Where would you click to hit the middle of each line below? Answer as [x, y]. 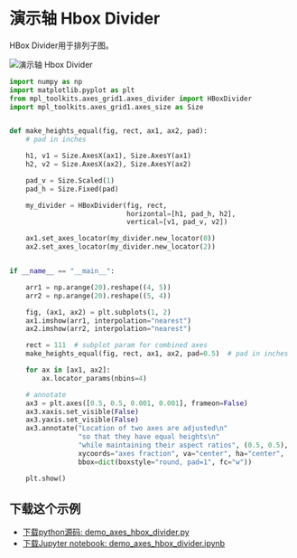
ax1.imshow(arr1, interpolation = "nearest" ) [109, 321]
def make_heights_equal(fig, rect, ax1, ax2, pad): [108, 131]
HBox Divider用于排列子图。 [61, 45]
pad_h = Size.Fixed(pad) [72, 189]
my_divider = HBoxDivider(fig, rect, [97, 205]
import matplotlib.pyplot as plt [72, 90]
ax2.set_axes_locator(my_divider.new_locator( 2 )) [121, 247]
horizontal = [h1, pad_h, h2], [181, 213]
